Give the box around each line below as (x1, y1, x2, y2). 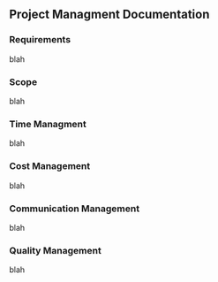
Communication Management (9, 202, 139, 215)
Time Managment (9, 118, 86, 130)
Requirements (9, 34, 71, 46)
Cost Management (9, 160, 91, 172)
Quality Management (9, 244, 101, 256)
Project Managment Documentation (9, 7, 210, 22)
